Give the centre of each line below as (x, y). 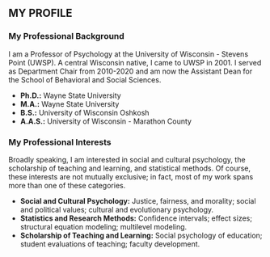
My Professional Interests (60, 142)
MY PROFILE (40, 13)
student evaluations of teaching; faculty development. (110, 244)
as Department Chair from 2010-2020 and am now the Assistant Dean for (131, 71)
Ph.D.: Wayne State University (70, 95)
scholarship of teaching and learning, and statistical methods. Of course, (130, 168)
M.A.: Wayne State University (70, 103)
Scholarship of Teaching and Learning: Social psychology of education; (141, 235)
